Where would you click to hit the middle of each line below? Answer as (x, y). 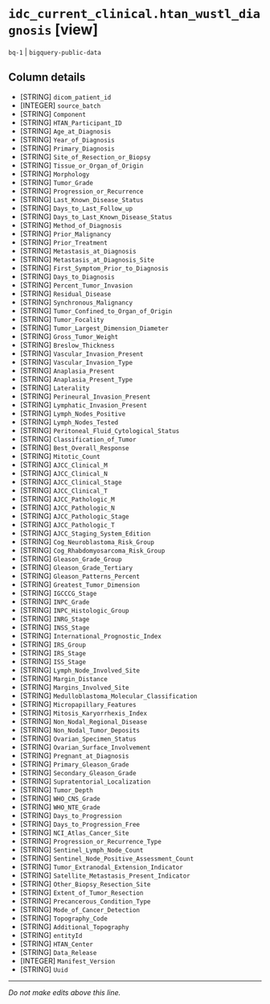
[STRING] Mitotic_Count (60, 456)
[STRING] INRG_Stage (55, 618)
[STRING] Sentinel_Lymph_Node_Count (82, 849)
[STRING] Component (53, 114)
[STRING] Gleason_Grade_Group (71, 559)
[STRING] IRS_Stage (53, 653)
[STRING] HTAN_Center (57, 944)
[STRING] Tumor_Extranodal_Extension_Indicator (101, 866)
